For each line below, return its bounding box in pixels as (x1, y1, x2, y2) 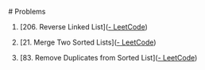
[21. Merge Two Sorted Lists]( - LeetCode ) (19, 37, 157, 47)
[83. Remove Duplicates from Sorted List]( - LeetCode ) (19, 53, 198, 62)
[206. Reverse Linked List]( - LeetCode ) (19, 22, 149, 31)
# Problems (8, 7, 46, 16)
